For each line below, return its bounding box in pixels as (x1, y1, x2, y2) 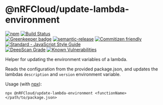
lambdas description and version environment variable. (5, 71, 121, 77)
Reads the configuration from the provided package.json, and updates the (5, 66, 158, 72)
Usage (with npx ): (5, 81, 42, 87)
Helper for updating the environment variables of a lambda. (5, 56, 128, 62)
